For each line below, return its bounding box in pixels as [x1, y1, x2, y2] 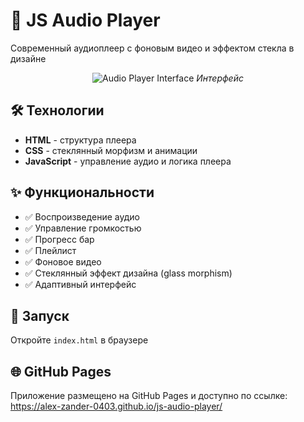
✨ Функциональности [10, 184, 155, 201]
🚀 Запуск [10, 307, 70, 324]
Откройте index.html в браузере [10, 334, 149, 346]
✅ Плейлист [24, 244, 77, 256]
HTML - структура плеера [24, 134, 137, 146]
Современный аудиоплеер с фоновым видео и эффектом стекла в [10, 42, 295, 54]
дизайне [10, 52, 47, 64]
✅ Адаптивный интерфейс [24, 278, 137, 290]
